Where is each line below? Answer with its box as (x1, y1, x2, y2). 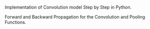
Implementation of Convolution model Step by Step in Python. (4, 4, 132, 10)
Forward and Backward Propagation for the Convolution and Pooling (4, 14, 145, 19)
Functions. (4, 19, 26, 25)
